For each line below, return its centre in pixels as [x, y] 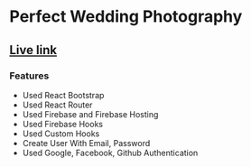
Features [29, 76]
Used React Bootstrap [63, 95]
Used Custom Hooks [61, 134]
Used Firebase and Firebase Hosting [90, 114]
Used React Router [57, 105]
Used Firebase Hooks [63, 124]
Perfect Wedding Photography [126, 17]
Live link [33, 50]
